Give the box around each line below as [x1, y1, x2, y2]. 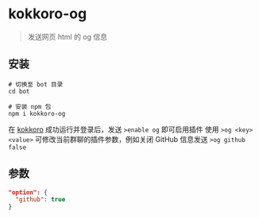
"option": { [8, 188, 48, 197]
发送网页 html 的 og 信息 [27, 32, 108, 41]
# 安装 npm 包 [8, 102, 52, 111]
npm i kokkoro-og [8, 109, 66, 117]
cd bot [8, 87, 30, 95]
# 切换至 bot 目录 [8, 80, 64, 88]
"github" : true [15, 196, 66, 204]
